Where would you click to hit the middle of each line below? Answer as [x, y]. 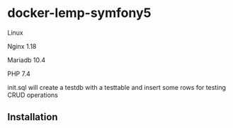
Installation [33, 117]
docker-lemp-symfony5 [79, 13]
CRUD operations [33, 95]
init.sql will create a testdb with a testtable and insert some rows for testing [117, 87]
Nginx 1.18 [22, 46]
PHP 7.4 [19, 74]
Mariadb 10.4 [27, 60]
